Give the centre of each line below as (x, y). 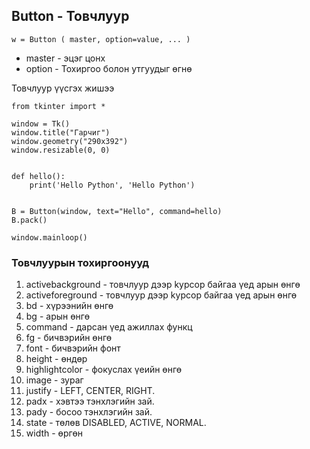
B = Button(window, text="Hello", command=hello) (117, 211)
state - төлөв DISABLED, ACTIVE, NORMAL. (116, 423)
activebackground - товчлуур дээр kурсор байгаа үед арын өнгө (163, 285)
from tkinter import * (58, 106)
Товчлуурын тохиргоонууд (80, 262)
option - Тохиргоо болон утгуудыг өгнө (109, 68)
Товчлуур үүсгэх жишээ (63, 88)
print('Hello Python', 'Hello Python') (112, 185)
